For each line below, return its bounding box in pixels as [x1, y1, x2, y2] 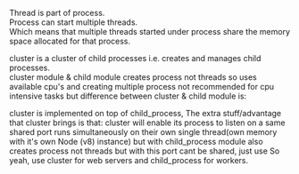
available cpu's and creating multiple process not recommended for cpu [9, 82, 275, 91]
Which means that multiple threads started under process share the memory [9, 27, 291, 36]
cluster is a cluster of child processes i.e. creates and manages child [9, 53, 262, 63]
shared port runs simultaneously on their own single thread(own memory [9, 127, 278, 137]
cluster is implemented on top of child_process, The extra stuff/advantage [9, 108, 282, 118]
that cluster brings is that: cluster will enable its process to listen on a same [9, 117, 286, 128]
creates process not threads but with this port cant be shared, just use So [9, 146, 280, 156]
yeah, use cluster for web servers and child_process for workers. [9, 155, 248, 165]
